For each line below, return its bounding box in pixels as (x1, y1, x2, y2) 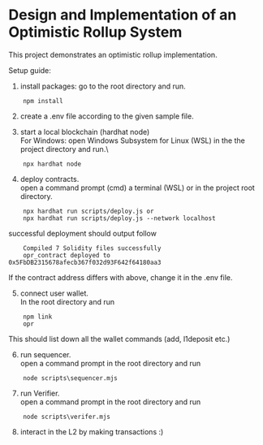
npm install (23, 97, 63, 105)
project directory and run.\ (19, 144, 109, 153)
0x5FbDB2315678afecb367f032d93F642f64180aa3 (8, 258, 162, 266)
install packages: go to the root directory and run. (19, 81, 187, 91)
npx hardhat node (23, 160, 82, 168)
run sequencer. (19, 349, 71, 359)
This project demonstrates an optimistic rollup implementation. (8, 50, 218, 59)
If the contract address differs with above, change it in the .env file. (8, 272, 233, 282)
